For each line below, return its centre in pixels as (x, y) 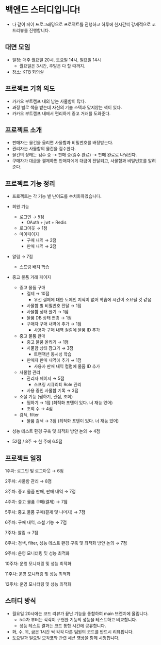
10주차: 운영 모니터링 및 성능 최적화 (38, 564)
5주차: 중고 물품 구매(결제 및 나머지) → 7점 (45, 512)
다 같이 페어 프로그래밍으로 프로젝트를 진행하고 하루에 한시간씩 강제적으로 (81, 24)
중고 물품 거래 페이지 (32, 277)
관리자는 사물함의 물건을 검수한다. (44, 149)
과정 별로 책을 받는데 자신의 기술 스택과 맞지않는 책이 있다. (67, 107)
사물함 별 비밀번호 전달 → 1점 (54, 306)
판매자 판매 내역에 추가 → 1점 (54, 360)
